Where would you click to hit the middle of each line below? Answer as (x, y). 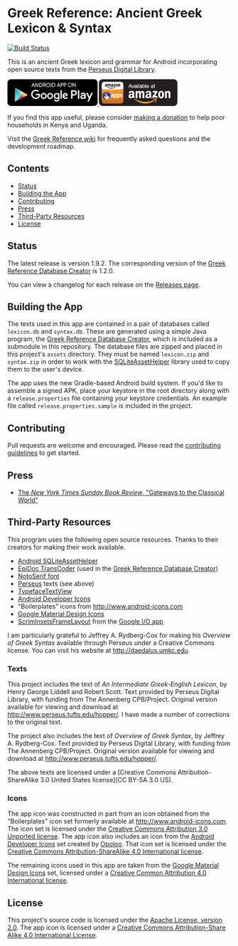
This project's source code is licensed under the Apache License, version (115, 920)
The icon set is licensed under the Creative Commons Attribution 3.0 (108, 829)
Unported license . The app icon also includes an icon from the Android (111, 836)
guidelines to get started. (44, 453)
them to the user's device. (45, 369)
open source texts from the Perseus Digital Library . (82, 69)
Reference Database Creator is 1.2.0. (61, 270)
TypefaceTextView (45, 591)
